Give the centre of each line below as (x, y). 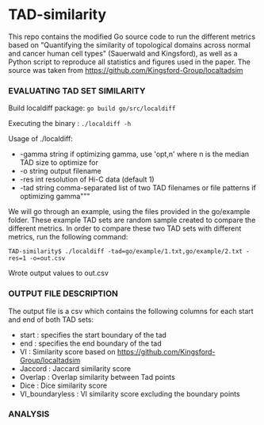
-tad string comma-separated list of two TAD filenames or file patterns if (138, 188)
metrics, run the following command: (68, 237)
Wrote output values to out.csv (59, 273)
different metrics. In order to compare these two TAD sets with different (125, 228)
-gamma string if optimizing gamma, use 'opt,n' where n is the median (134, 154)
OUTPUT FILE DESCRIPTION (63, 293)
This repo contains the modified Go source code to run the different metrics (132, 36)
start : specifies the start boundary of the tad (93, 335)
